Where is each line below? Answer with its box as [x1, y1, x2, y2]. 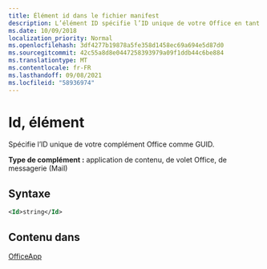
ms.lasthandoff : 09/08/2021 [8, 71, 103, 79]
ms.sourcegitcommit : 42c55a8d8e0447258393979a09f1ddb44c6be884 [8, 49, 225, 57]
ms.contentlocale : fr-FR [8, 64, 91, 72]
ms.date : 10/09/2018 [8, 26, 78, 34]
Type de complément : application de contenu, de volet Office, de [8, 155, 227, 165]
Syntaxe [8, 187, 51, 200]
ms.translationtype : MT [8, 57, 88, 65]
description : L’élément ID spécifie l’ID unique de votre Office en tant [8, 19, 261, 27]
